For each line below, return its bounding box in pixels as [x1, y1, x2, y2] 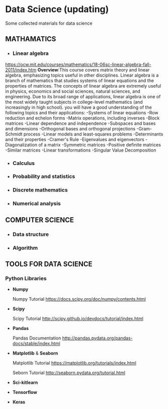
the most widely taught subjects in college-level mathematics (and [5, 99, 143, 105]
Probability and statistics [12, 173, 75, 180]
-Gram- [136, 125, 152, 131]
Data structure [12, 231, 49, 238]
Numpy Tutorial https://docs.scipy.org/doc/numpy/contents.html [12, 296, 146, 302]
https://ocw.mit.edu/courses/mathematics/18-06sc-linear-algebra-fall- [5, 61, 152, 67]
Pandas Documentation [12, 335, 61, 341]
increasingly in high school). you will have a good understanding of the [5, 104, 152, 110]
